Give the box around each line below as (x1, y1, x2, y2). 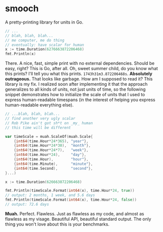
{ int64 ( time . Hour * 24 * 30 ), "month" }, (14, 143, 91, 148)
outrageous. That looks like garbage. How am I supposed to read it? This (5, 76, 153, 82)
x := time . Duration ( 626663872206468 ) (5, 180, 82, 184)
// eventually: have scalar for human (5, 42, 84, 47)
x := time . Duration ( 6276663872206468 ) (5, 47, 84, 52)
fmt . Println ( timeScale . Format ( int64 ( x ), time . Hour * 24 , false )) (5, 197, 137, 203)
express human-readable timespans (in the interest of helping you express (5, 97, 156, 103)
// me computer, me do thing (5, 38, 65, 43)
